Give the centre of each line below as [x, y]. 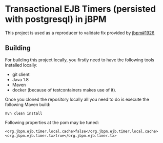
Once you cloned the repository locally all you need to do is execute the [77, 99]
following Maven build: [28, 104]
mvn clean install [24, 113]
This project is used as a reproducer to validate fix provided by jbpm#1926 [80, 33]
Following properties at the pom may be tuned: [52, 122]
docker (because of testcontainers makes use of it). [64, 90]
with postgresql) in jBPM [56, 19]
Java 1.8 [20, 79]
